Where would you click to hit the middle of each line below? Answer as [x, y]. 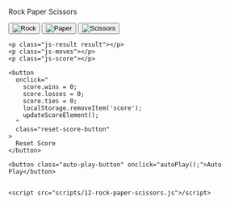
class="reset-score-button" [63, 129]
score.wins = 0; [50, 87]
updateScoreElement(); [61, 115]
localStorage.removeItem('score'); [83, 108]
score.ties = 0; [50, 101]
